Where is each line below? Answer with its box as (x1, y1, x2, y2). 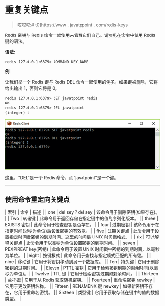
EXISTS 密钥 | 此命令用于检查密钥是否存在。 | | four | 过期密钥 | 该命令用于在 (5, 221, 160, 227)
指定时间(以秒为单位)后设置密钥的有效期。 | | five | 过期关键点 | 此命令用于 (5, 228, 155, 234)
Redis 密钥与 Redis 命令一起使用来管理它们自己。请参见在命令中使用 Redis (5, 32, 156, 38)
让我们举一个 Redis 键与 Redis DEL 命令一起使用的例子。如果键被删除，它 (5, 79, 154, 85)
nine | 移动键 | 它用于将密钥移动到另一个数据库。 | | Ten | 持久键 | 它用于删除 (5, 258, 160, 264)
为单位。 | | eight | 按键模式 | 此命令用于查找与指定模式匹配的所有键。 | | (5, 252, 151, 258)
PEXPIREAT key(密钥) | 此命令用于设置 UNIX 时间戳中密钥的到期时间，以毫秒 (5, 246, 160, 252)
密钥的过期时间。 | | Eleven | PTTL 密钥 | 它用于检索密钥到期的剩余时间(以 (5, 265, 154, 271)
